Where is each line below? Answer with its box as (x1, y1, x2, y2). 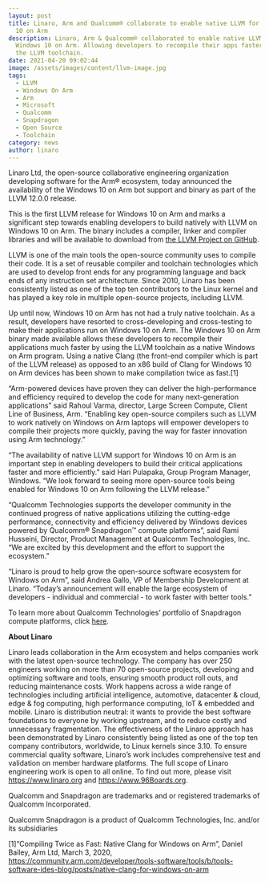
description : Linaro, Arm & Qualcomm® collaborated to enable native (8, 34, 246, 43)
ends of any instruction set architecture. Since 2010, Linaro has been (8, 276, 235, 286)
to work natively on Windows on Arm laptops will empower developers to (8, 418, 250, 428)
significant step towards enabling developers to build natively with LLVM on (8, 217, 258, 227)
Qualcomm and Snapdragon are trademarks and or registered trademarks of (8, 791, 260, 801)
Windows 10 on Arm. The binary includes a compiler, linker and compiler (8, 226, 247, 236)
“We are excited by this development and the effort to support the (8, 543, 226, 552)
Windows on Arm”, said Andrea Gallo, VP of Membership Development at (8, 575, 250, 585)
